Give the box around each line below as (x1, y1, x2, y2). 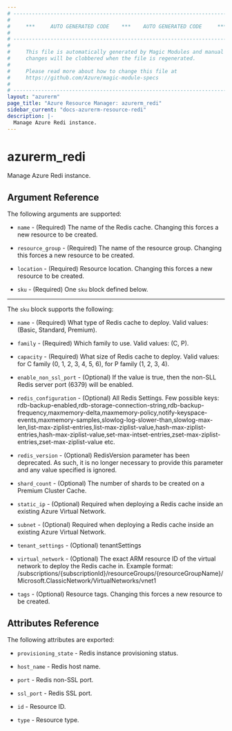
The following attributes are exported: (7, 636, 115, 644)
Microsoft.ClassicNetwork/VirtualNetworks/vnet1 (17, 577, 157, 585)
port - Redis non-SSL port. (17, 676, 94, 684)
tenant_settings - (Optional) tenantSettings (17, 541, 142, 550)
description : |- (7, 112, 54, 119)
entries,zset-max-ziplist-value (17, 438, 104, 446)
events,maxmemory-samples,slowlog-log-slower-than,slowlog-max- (17, 416, 213, 424)
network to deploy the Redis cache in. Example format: (17, 562, 173, 570)
